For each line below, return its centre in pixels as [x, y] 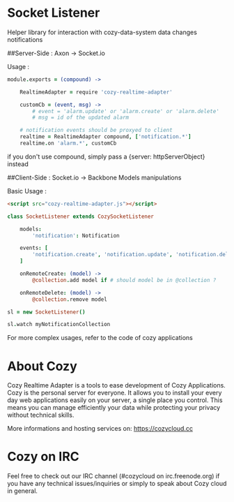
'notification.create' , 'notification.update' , [102, 255]
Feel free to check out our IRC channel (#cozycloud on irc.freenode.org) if [114, 476]
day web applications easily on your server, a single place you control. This [115, 400]
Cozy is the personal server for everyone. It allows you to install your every [115, 393]
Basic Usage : [27, 191]
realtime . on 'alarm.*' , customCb [68, 143]
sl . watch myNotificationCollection [59, 325]
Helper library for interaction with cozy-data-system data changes [102, 32]
